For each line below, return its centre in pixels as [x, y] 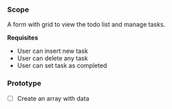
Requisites [23, 38]
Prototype [24, 84]
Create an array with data [53, 98]
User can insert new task [52, 51]
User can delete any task [52, 58]
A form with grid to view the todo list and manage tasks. [86, 25]
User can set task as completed [62, 66]
